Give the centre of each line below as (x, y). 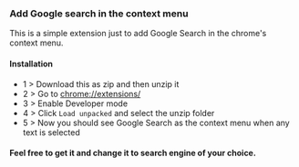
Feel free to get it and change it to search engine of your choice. (133, 153)
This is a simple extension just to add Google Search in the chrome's (138, 34)
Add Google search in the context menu (99, 14)
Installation (31, 64)
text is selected (51, 132)
